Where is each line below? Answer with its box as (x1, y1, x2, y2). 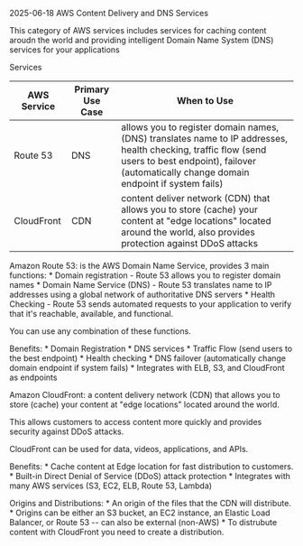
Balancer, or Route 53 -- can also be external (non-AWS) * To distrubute (9, 517, 278, 527)
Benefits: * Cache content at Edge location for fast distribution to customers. (9, 461, 294, 472)
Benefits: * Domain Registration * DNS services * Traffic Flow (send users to (9, 343, 293, 354)
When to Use (176, 95, 234, 106)
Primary (74, 83, 110, 96)
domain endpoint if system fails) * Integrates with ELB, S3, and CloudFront (9, 363, 286, 373)
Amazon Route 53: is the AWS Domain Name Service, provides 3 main (9, 261, 270, 271)
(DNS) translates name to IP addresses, (121, 133, 289, 144)
